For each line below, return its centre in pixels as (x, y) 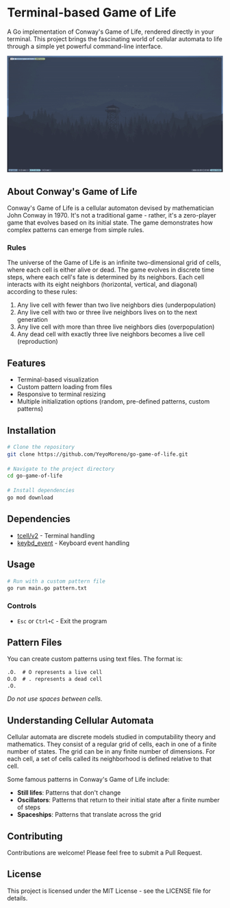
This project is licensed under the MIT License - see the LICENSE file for (109, 891)
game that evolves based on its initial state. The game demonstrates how (110, 223)
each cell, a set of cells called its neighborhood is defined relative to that (110, 759)
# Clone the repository (41, 447)
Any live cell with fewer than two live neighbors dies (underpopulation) (116, 305)
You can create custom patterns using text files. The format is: (95, 659)
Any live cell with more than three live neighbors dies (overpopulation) (116, 327)
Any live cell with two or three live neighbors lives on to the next (107, 312)
